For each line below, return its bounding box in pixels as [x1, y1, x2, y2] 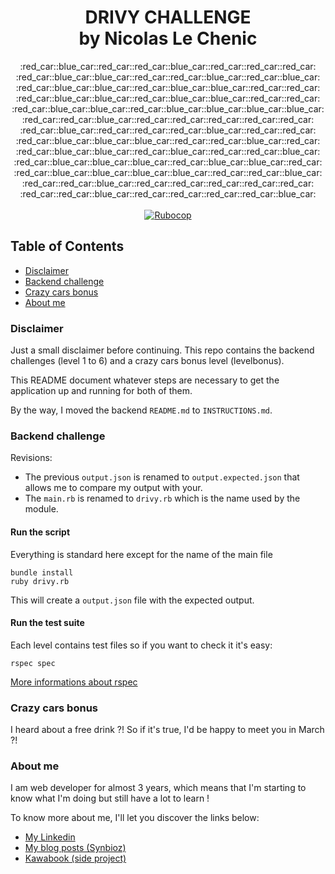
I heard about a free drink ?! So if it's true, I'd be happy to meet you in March [10, 724, 325, 736]
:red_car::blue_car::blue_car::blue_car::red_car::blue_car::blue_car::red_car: [13, 156, 323, 168]
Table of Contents [10, 238, 125, 255]
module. [24, 503, 59, 515]
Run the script [10, 526, 71, 538]
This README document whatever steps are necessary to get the [10, 374, 280, 386]
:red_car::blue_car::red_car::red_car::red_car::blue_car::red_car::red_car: [19, 124, 317, 136]
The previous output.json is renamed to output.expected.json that [24, 471, 300, 483]
